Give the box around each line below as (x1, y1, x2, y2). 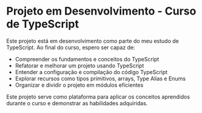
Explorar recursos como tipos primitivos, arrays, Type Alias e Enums (15, 75, 186, 82)
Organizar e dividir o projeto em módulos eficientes (15, 81, 144, 89)
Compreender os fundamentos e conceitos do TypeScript (15, 55, 160, 63)
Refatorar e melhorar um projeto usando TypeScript (15, 62, 144, 69)
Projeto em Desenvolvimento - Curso (6, 4, 197, 18)
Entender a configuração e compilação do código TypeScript (15, 68, 168, 75)
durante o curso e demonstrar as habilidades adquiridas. (6, 99, 148, 107)
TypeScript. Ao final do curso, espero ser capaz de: (6, 44, 135, 51)
